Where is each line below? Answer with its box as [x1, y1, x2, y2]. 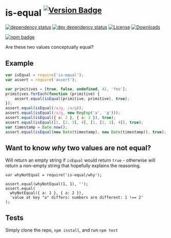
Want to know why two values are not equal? [5, 144, 151, 152]
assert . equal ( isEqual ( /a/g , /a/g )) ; [5, 106, 84, 111]
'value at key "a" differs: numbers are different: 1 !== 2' [10, 195, 144, 200]
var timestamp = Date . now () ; [5, 125, 68, 130]
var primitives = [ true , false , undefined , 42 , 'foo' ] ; [5, 86, 127, 92]
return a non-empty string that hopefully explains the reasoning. [5, 163, 141, 169]
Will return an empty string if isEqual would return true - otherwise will [5, 157, 156, 164]
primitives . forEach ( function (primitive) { [5, 91, 100, 96]
